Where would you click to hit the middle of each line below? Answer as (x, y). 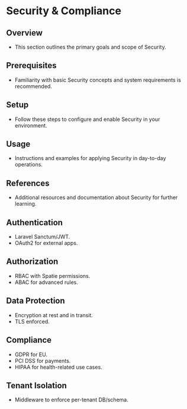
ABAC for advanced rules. (46, 282)
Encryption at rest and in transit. (54, 315)
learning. (25, 204)
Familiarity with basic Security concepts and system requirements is (98, 80)
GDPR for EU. (31, 354)
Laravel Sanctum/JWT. (42, 237)
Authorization (32, 262)
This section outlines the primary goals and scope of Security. (91, 47)
